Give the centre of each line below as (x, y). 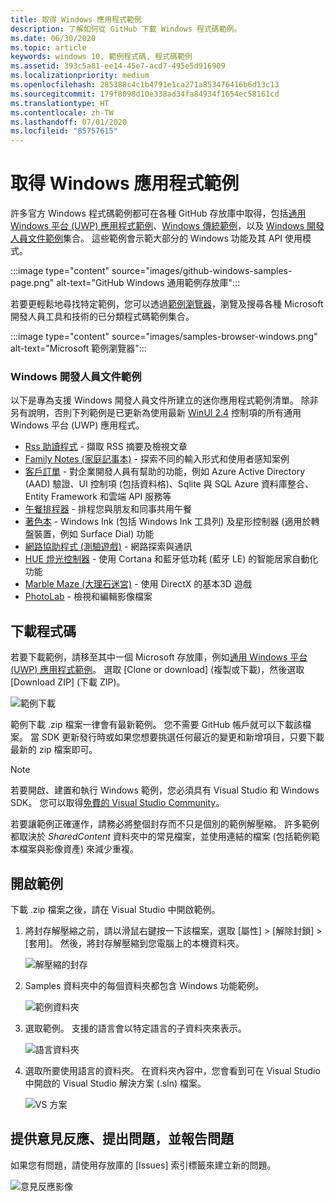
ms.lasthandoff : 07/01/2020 (69, 122)
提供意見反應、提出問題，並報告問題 (122, 1139)
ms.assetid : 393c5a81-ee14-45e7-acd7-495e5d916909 (118, 66)
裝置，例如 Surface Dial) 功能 (94, 534)
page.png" (32, 283)
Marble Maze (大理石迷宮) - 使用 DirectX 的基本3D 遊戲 (138, 584)
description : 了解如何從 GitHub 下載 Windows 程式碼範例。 (126, 29)
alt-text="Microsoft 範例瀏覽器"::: (78, 348)
